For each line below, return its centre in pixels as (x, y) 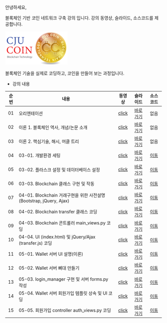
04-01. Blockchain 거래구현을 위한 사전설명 (62, 195)
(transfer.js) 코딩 (35, 243)
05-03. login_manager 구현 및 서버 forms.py (63, 279)
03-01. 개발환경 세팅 (40, 155)
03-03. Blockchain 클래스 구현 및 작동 (56, 184)
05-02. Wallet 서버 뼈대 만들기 (49, 268)
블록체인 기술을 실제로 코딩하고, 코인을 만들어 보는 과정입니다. (65, 73)
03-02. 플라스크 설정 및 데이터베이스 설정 (59, 169)
